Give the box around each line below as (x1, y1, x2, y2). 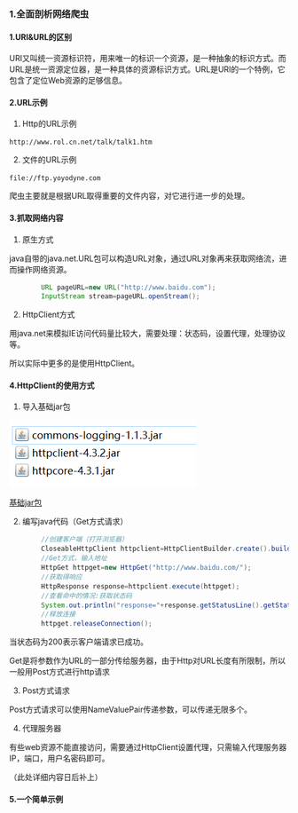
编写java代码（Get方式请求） (21, 517, 129, 527)
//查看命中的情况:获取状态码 (41, 591, 133, 600)
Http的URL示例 (21, 118, 77, 130)
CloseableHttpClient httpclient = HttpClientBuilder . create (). (41, 544, 272, 554)
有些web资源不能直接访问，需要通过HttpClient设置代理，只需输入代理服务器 (9, 742, 287, 753)
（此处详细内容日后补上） (9, 772, 103, 783)
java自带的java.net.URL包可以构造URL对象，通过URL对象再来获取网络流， (9, 253, 279, 264)
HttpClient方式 (21, 309, 75, 320)
